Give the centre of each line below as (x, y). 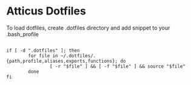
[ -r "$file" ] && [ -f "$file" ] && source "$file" (118, 66)
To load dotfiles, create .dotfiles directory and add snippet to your (88, 28)
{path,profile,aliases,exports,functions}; (62, 61)
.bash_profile (23, 34)
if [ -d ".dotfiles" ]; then (43, 50)
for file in (43, 55)
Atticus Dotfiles (46, 11)
